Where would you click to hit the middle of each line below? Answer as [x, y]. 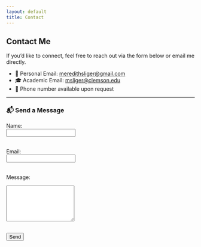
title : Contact [25, 17]
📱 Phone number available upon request [64, 89]
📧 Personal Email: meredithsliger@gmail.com [70, 74]
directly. [16, 62]
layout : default [26, 12]
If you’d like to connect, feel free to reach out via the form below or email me [100, 56]
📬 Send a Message [35, 110]
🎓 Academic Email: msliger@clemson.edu [68, 81]
